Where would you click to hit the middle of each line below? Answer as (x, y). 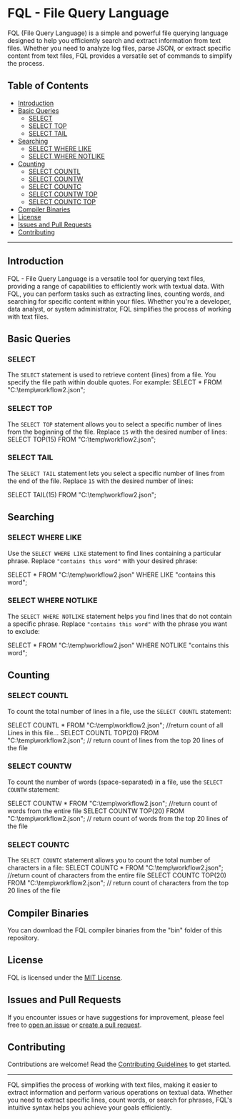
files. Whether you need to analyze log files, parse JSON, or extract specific (119, 48)
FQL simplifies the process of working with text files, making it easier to (112, 1085)
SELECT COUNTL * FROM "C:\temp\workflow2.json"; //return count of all (115, 725)
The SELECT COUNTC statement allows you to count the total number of (109, 860)
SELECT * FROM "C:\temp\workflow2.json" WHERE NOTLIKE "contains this (118, 645)
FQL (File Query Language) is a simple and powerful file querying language (118, 33)
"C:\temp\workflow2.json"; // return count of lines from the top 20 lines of (115, 740)
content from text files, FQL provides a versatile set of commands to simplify (120, 56)
